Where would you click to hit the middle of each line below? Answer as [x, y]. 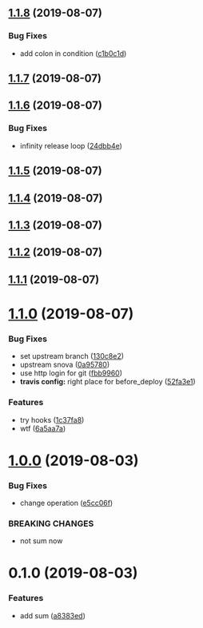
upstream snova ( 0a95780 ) [65, 365]
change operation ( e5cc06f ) [66, 503]
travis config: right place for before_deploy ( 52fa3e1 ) [107, 382]
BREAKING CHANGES [51, 523]
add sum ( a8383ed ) [53, 615]
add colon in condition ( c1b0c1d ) [73, 53]
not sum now [41, 541]
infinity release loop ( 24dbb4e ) [71, 145]
